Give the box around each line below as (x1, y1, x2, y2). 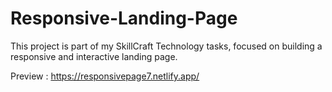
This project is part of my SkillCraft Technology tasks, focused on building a (10, 40, 323, 52)
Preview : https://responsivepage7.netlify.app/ (10, 70, 200, 82)
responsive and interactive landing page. (10, 50, 178, 62)
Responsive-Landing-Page (10, 7, 238, 30)
